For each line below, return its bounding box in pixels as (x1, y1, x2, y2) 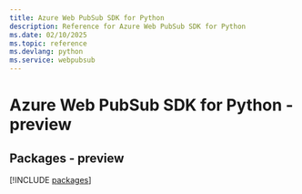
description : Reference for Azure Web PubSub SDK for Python (9, 22, 247, 31)
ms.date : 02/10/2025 (9, 30, 88, 39)
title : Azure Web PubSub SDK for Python (9, 13, 166, 23)
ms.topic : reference (9, 38, 88, 48)
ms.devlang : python (9, 47, 84, 56)
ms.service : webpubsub (9, 56, 96, 65)
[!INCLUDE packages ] (9, 175, 92, 185)
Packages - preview (9, 150, 125, 166)
